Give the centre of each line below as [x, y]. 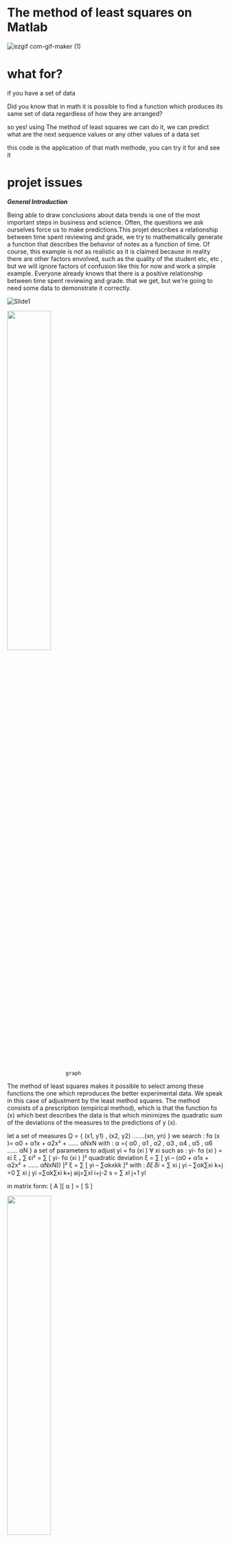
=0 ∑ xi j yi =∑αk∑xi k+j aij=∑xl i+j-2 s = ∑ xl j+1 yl [77, 1172]
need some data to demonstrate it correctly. [69, 288]
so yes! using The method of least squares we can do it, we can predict [108, 127]
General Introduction [37, 201]
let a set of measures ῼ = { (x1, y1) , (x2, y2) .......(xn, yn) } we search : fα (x [114, 1135]
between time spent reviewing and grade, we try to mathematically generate [115, 237]
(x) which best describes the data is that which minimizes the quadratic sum [115, 1115]
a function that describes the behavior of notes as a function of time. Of [108, 244]
